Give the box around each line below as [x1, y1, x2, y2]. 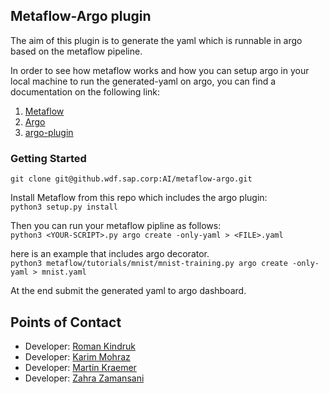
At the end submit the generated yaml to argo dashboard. [10, 285, 247, 297]
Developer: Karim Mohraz [24, 350, 131, 363]
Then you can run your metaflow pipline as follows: [10, 220, 222, 232]
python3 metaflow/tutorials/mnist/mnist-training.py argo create [10, 259, 288, 269]
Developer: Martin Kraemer [24, 361, 137, 373]
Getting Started [10, 151, 87, 165]
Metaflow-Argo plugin [10, 8, 152, 25]
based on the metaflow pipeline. [10, 45, 143, 57]
